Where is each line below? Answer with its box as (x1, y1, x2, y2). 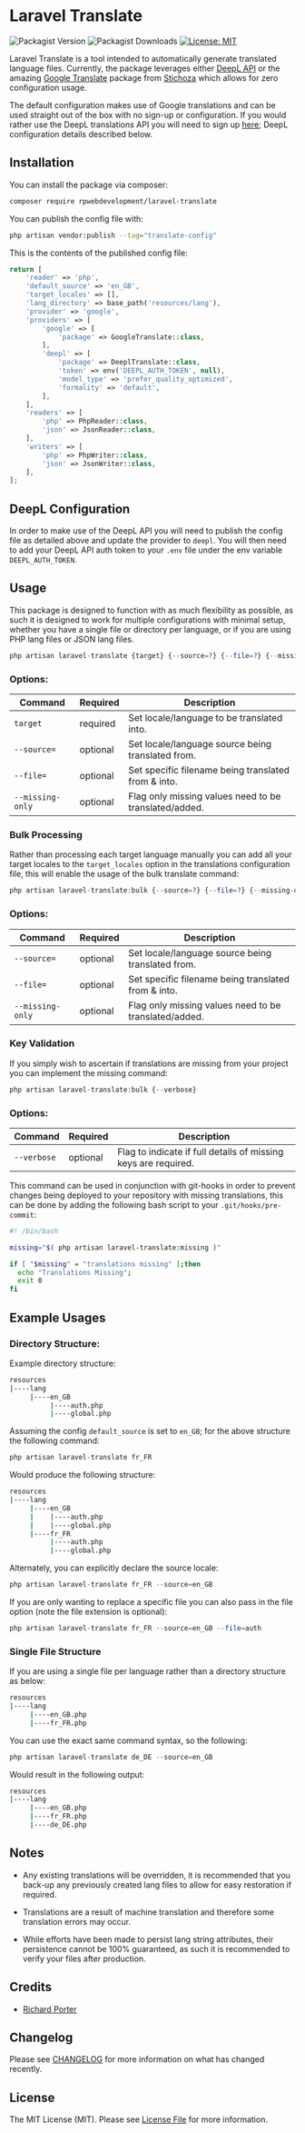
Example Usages (9, 1310, 106, 1325)
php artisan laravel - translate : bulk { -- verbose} (9, 1085, 197, 1094)
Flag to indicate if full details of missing (117, 1145, 284, 1158)
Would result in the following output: (9, 1769, 145, 1779)
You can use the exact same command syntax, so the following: (9, 1735, 248, 1746)
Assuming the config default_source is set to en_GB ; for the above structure (9, 1426, 290, 1437)
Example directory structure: (9, 1358, 116, 1369)
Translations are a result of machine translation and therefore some (22, 1906, 275, 1918)
